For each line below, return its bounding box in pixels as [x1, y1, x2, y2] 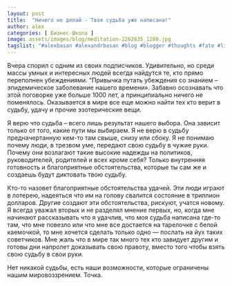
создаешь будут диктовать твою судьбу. [7, 170, 127, 179]
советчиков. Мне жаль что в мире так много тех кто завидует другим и [7, 235, 219, 243]
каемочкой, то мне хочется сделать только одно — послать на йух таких [7, 228, 223, 236]
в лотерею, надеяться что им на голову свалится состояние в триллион [7, 191, 220, 199]
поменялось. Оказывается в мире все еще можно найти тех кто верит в [7, 98, 221, 106]
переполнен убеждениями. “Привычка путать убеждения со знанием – [7, 76, 218, 84]
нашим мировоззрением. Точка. [7, 271, 103, 279]
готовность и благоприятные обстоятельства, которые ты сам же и [7, 163, 207, 171]
